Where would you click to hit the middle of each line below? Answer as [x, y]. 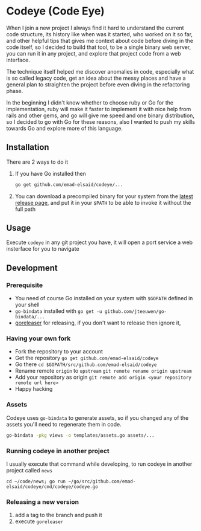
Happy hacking [34, 389]
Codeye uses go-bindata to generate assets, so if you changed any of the [97, 417]
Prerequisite [25, 285]
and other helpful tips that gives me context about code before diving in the [100, 40]
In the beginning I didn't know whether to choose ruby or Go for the [90, 102]
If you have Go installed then [50, 173]
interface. [18, 60]
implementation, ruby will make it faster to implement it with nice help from [99, 109]
